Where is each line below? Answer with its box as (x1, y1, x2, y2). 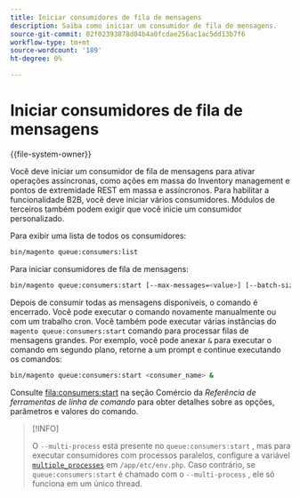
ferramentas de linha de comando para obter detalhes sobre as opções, (10, 397, 275, 407)
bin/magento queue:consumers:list (10, 247, 139, 256)
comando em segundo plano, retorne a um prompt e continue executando (10, 344, 281, 355)
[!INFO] (31, 423, 60, 434)
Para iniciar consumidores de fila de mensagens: (10, 263, 190, 274)
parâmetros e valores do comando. (10, 405, 139, 416)
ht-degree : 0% (10, 54, 63, 63)
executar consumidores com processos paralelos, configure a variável (31, 450, 290, 461)
